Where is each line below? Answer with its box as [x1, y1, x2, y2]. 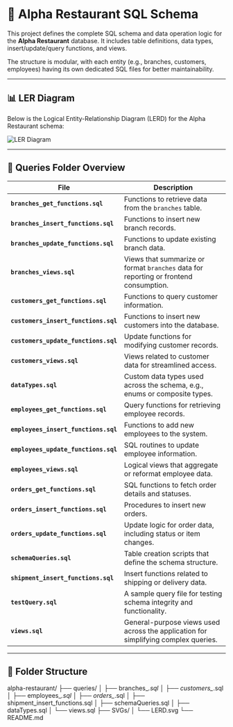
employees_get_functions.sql [10, 405, 107, 413]
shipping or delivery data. [123, 577, 207, 587]
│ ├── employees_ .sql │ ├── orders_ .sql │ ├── [7, 692, 146, 700]
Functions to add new [123, 420, 194, 430]
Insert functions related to [123, 569, 208, 578]
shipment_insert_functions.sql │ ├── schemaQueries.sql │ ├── [7, 699, 190, 708]
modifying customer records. [123, 340, 218, 350]
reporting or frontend [123, 271, 193, 281]
